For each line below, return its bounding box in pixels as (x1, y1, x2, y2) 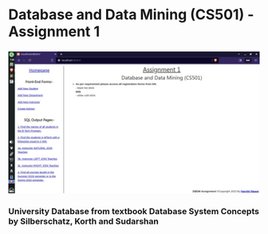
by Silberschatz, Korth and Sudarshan (8, 216, 160, 227)
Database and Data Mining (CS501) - (8, 6, 254, 24)
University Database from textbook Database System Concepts (8, 205, 259, 216)
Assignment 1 (8, 22, 100, 41)
